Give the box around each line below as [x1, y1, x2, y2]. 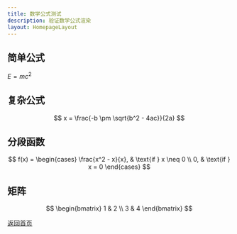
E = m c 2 [7, 71, 32, 80]
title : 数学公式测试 [7, 10, 62, 18]
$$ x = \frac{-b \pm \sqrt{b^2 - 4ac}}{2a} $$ [53, 113, 185, 122]
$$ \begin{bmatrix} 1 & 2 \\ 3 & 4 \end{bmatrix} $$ [45, 204, 193, 213]
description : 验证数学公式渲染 [7, 17, 92, 24]
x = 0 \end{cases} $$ [87, 162, 151, 171]
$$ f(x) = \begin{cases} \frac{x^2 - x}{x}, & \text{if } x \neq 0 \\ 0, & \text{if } [8, 155, 231, 164]
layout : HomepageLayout [7, 23, 78, 30]
